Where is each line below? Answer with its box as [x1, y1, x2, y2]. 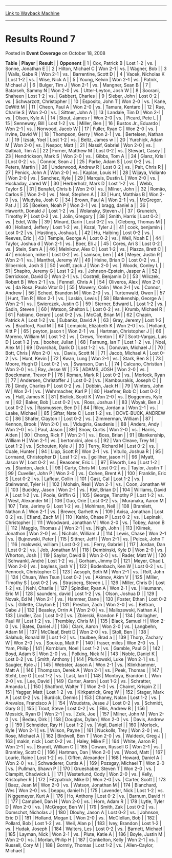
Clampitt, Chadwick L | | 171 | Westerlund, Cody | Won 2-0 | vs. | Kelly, [5, 771, 153, 777]
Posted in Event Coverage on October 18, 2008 [5, 50, 106, 56]
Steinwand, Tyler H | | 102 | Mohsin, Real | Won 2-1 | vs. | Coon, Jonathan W [5, 481, 165, 487]
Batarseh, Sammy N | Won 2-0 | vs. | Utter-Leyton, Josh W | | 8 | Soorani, [5, 87, 160, 93]
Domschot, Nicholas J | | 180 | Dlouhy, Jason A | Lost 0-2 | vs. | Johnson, [5, 809, 160, 815]
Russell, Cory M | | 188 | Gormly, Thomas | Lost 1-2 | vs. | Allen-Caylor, [5, 842, 154, 848]
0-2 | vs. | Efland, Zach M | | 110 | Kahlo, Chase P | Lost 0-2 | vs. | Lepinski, [5, 514, 163, 520]
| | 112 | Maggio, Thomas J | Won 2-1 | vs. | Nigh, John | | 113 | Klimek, [5, 524, 152, 531]
